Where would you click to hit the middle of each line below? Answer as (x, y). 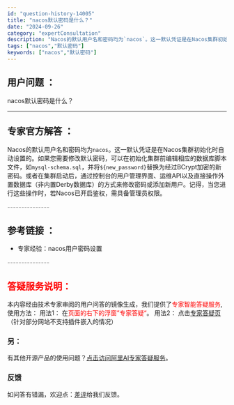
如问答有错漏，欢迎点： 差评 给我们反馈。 (65, 394)
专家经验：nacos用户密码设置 (60, 249)
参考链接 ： (31, 230)
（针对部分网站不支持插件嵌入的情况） (62, 322)
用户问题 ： (31, 83)
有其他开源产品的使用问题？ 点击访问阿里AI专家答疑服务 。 (89, 358)
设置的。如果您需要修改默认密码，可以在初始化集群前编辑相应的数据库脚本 (120, 158)
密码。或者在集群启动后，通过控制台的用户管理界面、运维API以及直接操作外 (116, 176)
